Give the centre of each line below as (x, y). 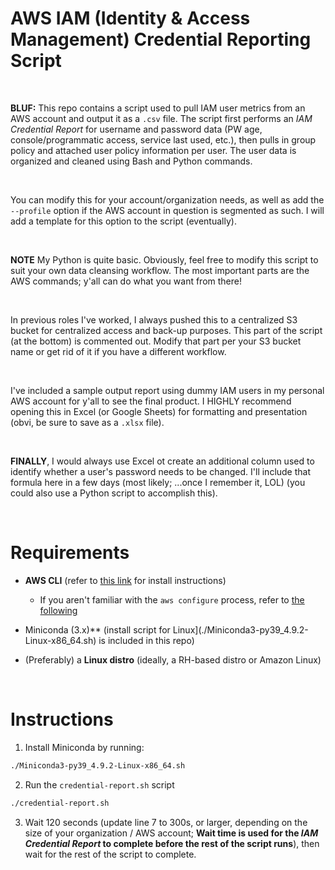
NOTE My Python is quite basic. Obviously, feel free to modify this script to (164, 259)
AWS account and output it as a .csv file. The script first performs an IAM (161, 118)
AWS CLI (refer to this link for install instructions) (125, 580)
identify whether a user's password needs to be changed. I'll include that (161, 471)
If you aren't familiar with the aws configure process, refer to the (172, 599)
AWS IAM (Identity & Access (130, 18)
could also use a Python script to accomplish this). (114, 493)
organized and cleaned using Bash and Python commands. (131, 161)
